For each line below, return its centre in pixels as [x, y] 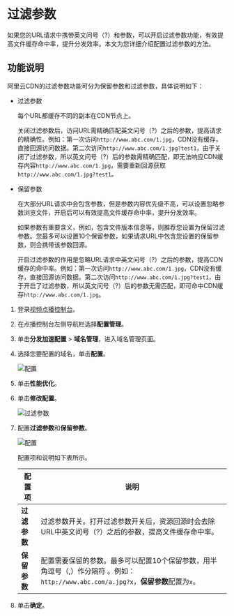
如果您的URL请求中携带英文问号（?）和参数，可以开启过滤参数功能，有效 [112, 35]
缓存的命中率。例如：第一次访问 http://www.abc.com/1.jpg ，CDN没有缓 [119, 268]
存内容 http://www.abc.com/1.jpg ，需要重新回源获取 [91, 165]
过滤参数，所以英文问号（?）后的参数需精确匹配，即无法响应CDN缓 [126, 156]
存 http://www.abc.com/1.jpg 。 [61, 294]
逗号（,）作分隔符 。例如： [92, 571]
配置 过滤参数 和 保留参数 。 [54, 428]
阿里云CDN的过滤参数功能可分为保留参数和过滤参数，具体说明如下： [106, 86]
